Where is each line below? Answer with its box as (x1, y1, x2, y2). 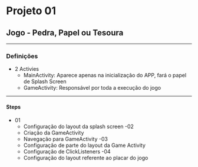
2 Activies (14, 66, 39, 73)
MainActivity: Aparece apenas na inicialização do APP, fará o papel (23, 72, 187, 79)
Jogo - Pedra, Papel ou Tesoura (6, 28, 124, 38)
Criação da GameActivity (23, 129, 84, 136)
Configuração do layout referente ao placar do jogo (23, 154, 148, 161)
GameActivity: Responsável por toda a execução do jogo (23, 84, 161, 91)
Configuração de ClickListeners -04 (23, 148, 111, 155)
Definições (6, 52, 38, 60)
